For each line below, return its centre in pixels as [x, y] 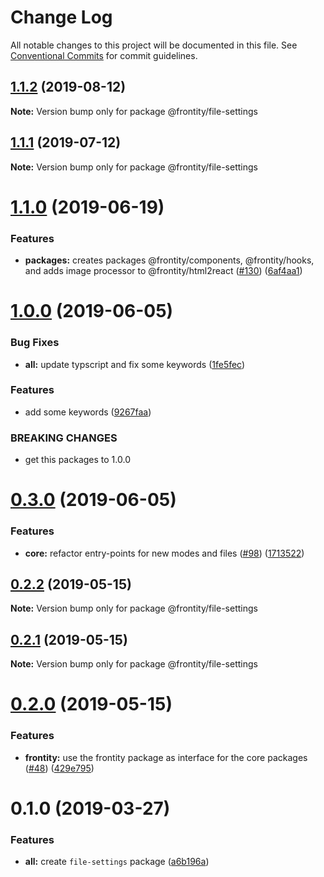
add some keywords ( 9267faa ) [88, 412]
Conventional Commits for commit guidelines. [104, 55]
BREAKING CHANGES [64, 438]
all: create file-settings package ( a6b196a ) [117, 862]
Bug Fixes [35, 343]
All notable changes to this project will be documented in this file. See [154, 45]
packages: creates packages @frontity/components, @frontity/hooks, [169, 260]
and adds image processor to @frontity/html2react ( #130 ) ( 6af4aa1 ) [163, 271]
